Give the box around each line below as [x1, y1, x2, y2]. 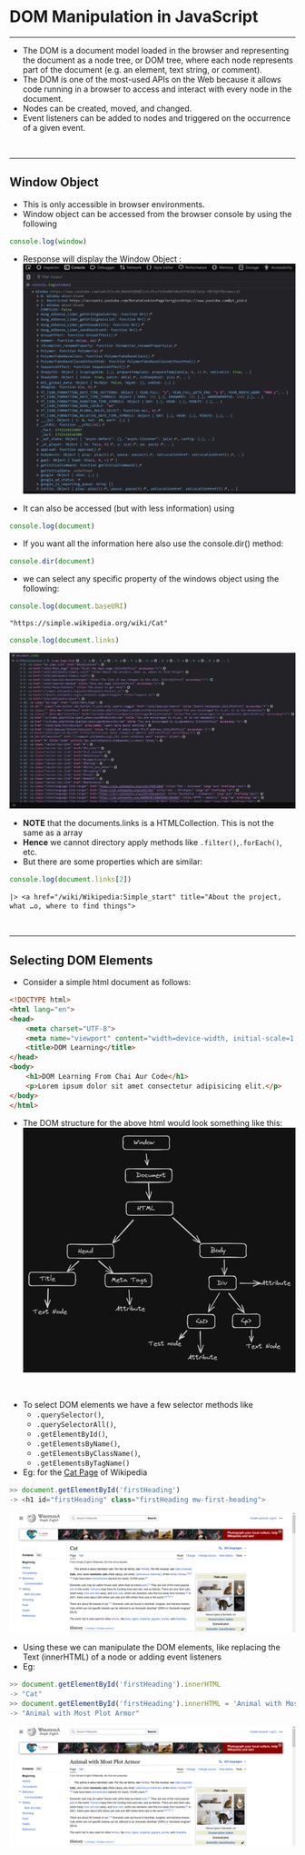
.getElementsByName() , [35, 1438, 121, 1449]
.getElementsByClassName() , [35, 1447, 141, 1458]
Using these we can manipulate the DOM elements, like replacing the [22, 1642, 281, 1653]
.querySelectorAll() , [35, 1418, 116, 1429]
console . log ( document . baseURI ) [9, 602, 128, 611]
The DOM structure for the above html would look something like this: [22, 1117, 283, 1128]
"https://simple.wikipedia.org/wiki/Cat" [9, 619, 169, 628]
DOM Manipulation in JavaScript [9, 6, 259, 27]
